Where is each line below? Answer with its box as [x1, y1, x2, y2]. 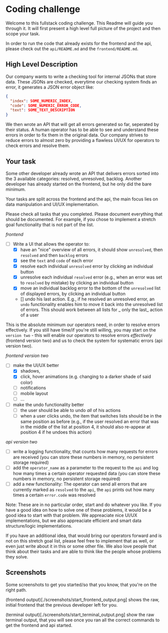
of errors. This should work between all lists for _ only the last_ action [20, 306, 163, 313]
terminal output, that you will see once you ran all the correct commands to [5, 616, 160, 623]
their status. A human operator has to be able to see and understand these [5, 126, 159, 133]
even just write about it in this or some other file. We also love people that [5, 543, 157, 549]
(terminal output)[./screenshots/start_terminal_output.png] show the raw [5, 611, 155, 617]
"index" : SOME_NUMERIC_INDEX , [10, 98, 73, 103]
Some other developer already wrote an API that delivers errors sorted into [5, 170, 159, 176]
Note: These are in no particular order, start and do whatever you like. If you [5, 501, 162, 508]
